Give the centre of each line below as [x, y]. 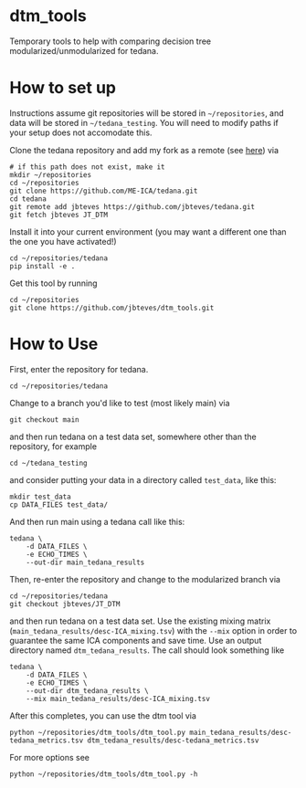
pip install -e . [42, 266]
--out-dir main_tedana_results [85, 562]
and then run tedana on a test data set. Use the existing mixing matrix [140, 621]
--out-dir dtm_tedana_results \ [87, 690]
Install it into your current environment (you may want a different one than [148, 231]
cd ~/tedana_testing [49, 463]
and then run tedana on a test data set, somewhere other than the [133, 436]
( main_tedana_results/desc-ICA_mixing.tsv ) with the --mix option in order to [153, 630]
